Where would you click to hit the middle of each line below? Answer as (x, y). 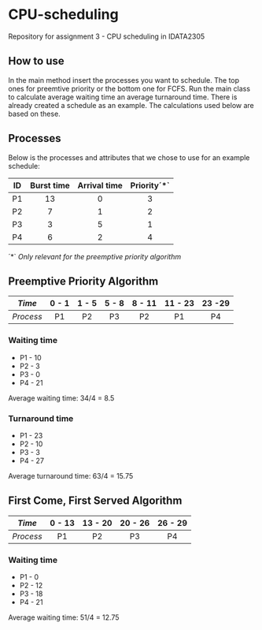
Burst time (50, 185)
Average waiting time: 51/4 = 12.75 (64, 617)
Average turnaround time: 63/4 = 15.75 (71, 475)
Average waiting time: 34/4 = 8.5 (61, 398)
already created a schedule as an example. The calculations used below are (131, 105)
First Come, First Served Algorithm (95, 501)
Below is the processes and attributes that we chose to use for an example (129, 157)
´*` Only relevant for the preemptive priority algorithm (95, 256)
